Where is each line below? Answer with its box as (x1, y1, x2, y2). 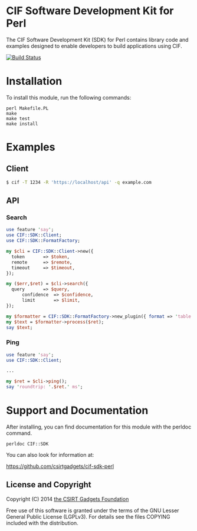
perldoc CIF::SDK (6, 441, 49, 447)
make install (6, 121, 38, 127)
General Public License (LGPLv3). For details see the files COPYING (6, 513, 170, 520)
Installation (6, 75, 63, 88)
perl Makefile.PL (6, 105, 49, 111)
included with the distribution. (6, 519, 78, 526)
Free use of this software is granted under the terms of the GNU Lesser (6, 507, 179, 514)
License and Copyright (6, 480, 91, 490)
